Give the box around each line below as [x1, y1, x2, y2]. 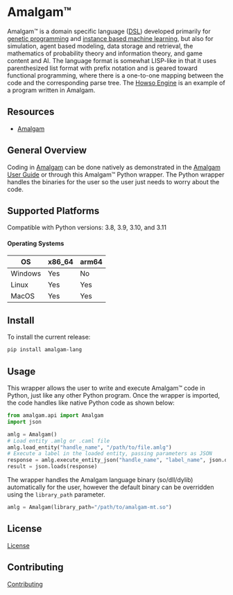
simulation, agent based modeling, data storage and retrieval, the [7, 42, 193, 50]
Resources [7, 106, 55, 118]
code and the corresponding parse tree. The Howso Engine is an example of [7, 78, 225, 87]
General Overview [7, 145, 87, 157]
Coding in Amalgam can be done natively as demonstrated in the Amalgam [7, 163, 221, 171]
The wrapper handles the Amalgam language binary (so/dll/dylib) [7, 476, 193, 484]
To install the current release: [7, 333, 91, 341]
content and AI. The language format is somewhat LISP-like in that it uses [7, 56, 217, 64]
